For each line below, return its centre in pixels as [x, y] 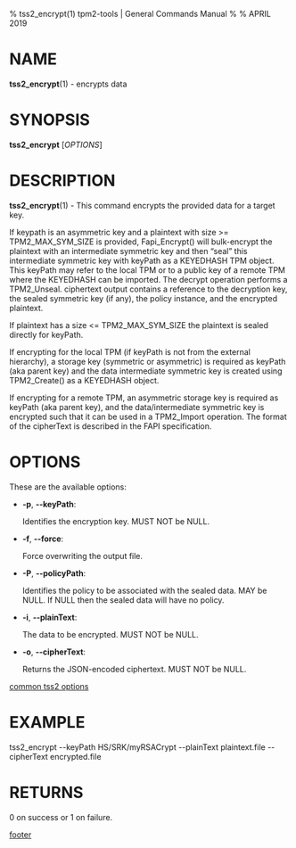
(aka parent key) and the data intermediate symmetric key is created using [146, 371]
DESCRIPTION [62, 181]
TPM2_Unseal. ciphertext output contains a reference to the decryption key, [148, 289]
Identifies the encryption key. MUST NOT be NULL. [116, 521]
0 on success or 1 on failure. [61, 817]
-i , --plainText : [49, 617]
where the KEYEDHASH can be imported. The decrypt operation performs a [148, 279]
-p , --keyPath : [49, 504]
